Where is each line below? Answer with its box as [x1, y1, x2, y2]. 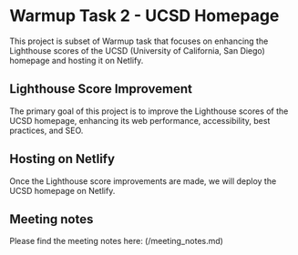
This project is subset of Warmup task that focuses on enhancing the [9, 36, 269, 46]
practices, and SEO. [9, 125, 84, 136]
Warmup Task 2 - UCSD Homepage [9, 5, 280, 26]
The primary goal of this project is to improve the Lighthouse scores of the [9, 106, 289, 117]
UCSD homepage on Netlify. [9, 185, 116, 196]
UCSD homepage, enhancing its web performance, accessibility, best [9, 115, 271, 126]
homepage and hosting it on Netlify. [9, 55, 144, 66]
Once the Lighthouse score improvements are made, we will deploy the [9, 175, 277, 187]
